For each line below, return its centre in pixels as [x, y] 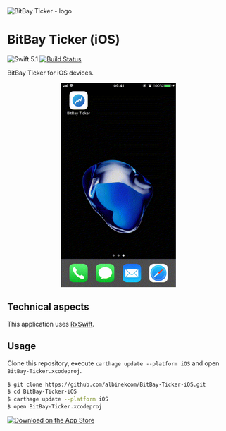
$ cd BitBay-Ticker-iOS [42, 392]
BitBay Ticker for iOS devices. [50, 73]
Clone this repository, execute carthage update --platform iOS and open [113, 363]
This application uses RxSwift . [51, 324]
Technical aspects [48, 307]
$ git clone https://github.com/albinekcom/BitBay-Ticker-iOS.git [107, 384]
